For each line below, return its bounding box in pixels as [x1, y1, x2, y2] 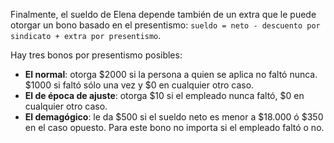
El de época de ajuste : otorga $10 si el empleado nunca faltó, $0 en [24, 90, 305, 101]
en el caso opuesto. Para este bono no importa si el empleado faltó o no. [24, 122, 325, 133]
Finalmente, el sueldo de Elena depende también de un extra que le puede [10, 9, 317, 20]
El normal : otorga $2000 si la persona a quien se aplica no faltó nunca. [24, 69, 318, 80]
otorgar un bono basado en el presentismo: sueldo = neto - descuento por [10, 19, 321, 31]
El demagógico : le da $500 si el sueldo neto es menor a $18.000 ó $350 [24, 111, 324, 123]
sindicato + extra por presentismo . [10, 30, 162, 41]
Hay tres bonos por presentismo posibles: [10, 49, 183, 61]
